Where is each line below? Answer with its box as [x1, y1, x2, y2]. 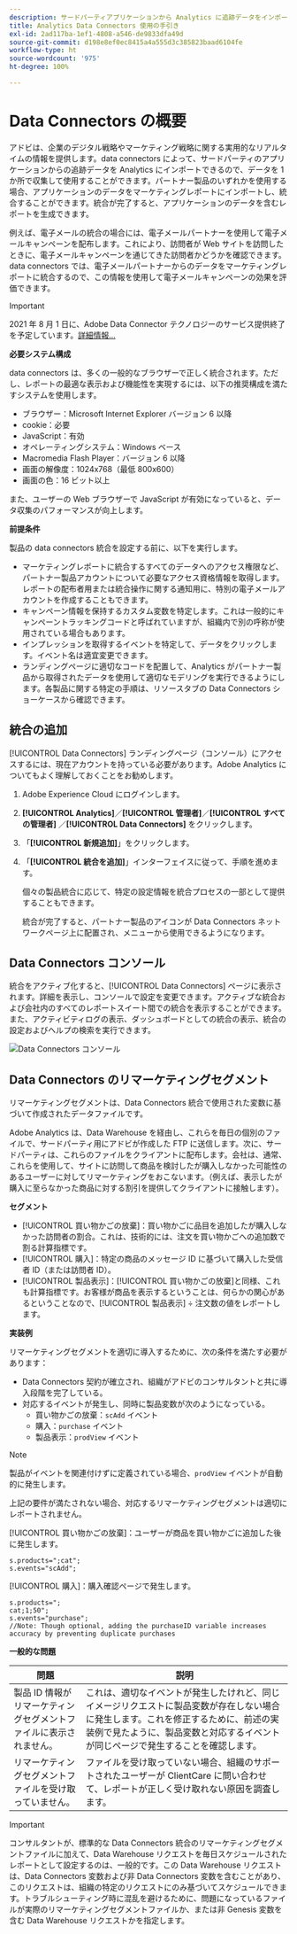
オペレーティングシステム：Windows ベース [21, 441, 181, 452]
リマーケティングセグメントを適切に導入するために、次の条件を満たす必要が [9, 1347, 287, 1357]
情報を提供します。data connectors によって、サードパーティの [32, 152, 263, 164]
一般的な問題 [9, 1646, 56, 1657]
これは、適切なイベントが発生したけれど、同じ [85, 1687, 280, 1699]
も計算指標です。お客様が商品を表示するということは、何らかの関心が [21, 1286, 278, 1298]
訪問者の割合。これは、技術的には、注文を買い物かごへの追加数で [45, 1231, 286, 1242]
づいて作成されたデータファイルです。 [9, 1108, 148, 1119]
